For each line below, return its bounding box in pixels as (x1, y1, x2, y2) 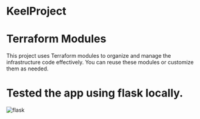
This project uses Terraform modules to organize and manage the (6, 52, 171, 59)
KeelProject (6, 4, 67, 18)
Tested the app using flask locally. (6, 86, 184, 100)
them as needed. (6, 65, 49, 72)
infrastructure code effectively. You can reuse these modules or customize (6, 59, 194, 66)
